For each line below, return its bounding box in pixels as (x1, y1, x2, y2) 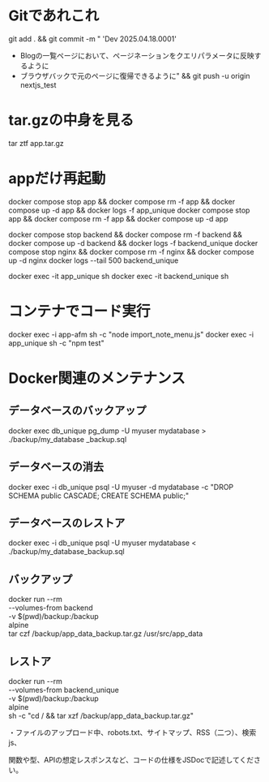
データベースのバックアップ (8, 404, 147, 418)
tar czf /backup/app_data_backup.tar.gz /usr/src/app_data (8, 629, 203, 638)
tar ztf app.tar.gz (8, 138, 65, 148)
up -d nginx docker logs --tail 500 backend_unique (8, 256, 179, 265)
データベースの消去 (8, 460, 104, 474)
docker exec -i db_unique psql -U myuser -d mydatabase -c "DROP (8, 482, 234, 492)
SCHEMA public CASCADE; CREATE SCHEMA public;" (8, 491, 190, 501)
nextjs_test (19, 79, 57, 89)
